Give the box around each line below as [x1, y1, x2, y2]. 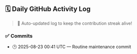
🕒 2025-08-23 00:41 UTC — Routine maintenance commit [12, 44, 132, 50]
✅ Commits [5, 32, 33, 39]
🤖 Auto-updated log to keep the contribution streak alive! [17, 20, 133, 26]
